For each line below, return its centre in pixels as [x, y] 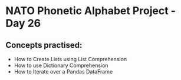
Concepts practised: [44, 45]
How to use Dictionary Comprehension [61, 65]
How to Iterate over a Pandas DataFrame [63, 71]
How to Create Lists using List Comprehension [70, 59]
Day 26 [23, 23]
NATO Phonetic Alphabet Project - [91, 11]
